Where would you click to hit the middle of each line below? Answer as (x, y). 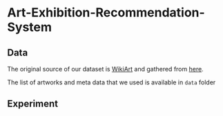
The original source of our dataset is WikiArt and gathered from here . (105, 69)
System (30, 27)
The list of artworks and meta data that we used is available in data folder (111, 82)
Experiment (33, 104)
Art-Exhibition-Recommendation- (106, 13)
